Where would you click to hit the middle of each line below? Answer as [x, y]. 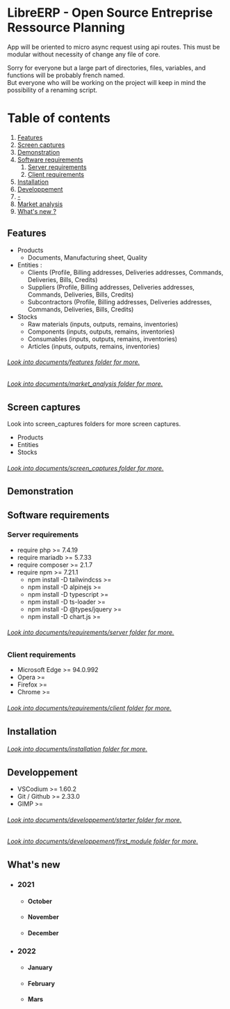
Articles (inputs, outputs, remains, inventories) [94, 346]
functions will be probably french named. [66, 75]
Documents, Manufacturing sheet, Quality [88, 257]
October [40, 901]
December [43, 933]
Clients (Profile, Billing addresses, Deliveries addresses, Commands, [125, 272]
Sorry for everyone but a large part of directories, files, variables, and [107, 68]
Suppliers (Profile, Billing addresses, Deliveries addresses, [111, 287]
